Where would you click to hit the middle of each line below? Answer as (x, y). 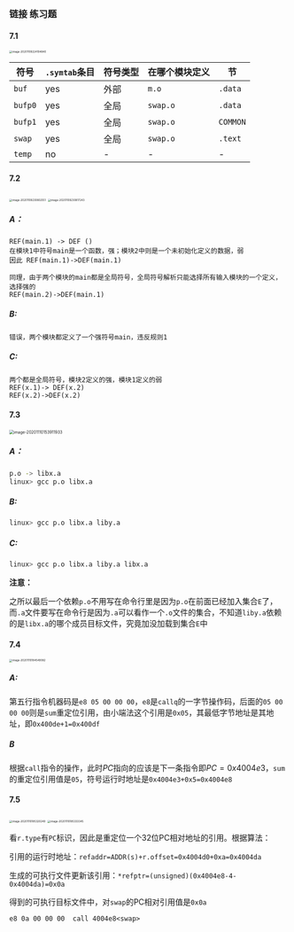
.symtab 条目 (70, 73)
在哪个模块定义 (179, 73)
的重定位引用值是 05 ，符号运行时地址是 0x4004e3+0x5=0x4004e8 (121, 779)
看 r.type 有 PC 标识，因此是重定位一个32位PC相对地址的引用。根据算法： (140, 837)
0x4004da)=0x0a (37, 884)
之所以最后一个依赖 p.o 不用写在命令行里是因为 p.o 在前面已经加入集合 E (136, 602)
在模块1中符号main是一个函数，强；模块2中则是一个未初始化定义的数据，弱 (127, 251)
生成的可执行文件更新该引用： (63, 875)
